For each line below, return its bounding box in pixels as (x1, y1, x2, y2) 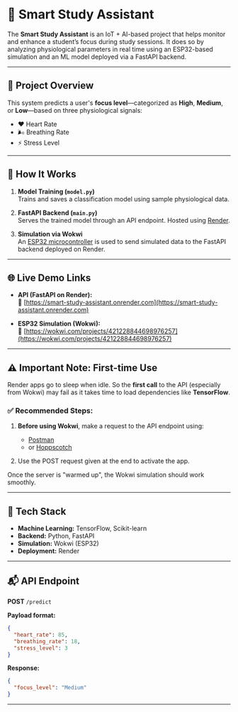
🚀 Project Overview (7, 79, 94, 91)
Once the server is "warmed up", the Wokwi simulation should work (7, 471, 205, 479)
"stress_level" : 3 (13, 645, 69, 652)
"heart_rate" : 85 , (13, 631, 69, 638)
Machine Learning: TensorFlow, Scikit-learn (17, 524, 147, 533)
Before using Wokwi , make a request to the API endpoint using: (17, 422, 204, 430)
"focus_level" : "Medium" (13, 684, 87, 691)
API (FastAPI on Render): (17, 291, 93, 299)
